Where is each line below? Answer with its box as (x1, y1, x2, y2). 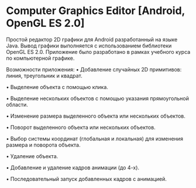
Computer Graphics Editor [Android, (6, 4, 185, 18)
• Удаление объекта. (6, 152, 59, 159)
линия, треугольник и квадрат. (6, 72, 83, 79)
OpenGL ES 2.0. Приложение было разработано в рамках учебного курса (6, 48, 191, 55)
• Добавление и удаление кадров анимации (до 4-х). (6, 164, 139, 171)
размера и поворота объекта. (6, 141, 81, 148)
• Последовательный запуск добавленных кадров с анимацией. (6, 175, 167, 182)
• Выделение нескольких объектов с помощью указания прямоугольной (6, 95, 189, 102)
